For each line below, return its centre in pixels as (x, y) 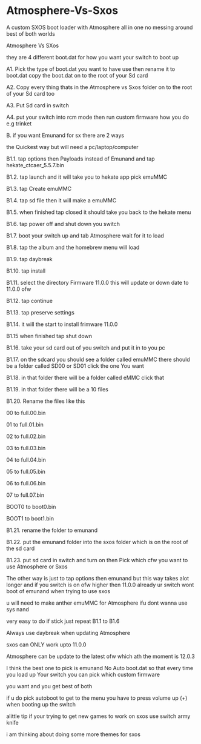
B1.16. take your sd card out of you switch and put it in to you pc (86, 347)
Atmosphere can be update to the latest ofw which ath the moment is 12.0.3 (100, 656)
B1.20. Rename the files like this (46, 401)
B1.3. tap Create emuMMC (39, 188)
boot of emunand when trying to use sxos (58, 591)
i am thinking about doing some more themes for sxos (74, 734)
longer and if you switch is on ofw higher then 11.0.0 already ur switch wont (100, 585)
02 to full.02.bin (26, 436)
